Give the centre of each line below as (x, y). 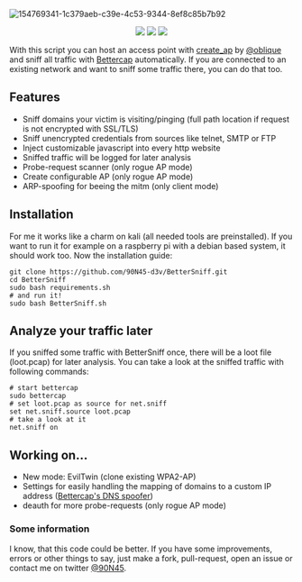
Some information (50, 529)
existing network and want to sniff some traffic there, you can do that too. (146, 69)
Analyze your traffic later (81, 331)
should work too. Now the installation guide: (91, 255)
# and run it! (36, 296)
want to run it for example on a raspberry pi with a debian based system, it (147, 246)
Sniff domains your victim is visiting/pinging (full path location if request (156, 119)
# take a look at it (48, 420)
